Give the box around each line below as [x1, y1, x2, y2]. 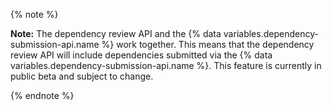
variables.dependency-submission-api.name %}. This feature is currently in [10, 60, 322, 71]
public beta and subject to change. [10, 70, 154, 82]
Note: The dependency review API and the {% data [10, 28, 222, 39]
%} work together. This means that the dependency [101, 39, 315, 50]
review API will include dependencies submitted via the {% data [10, 49, 273, 61]
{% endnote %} [10, 90, 75, 101]
